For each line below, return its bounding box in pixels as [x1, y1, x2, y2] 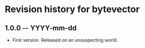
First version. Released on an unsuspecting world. [12, 37, 118, 43]
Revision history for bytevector [5, 4, 140, 15]
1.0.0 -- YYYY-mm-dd [5, 24, 77, 32]
